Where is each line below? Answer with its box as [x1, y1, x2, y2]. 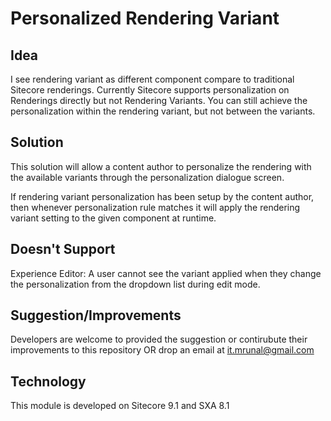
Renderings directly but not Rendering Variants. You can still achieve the [10, 95, 308, 106]
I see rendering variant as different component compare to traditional [10, 73, 295, 85]
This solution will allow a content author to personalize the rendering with [10, 160, 312, 172]
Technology [10, 373, 87, 390]
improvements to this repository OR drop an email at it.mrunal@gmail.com [10, 344, 315, 356]
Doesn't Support [10, 241, 116, 258]
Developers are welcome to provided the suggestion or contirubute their [10, 333, 308, 346]
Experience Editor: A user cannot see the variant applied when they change [10, 267, 322, 279]
